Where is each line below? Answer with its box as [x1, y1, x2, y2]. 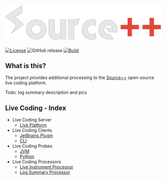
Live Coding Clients [12, 127, 52, 133]
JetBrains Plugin [19, 133, 53, 139]
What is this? [5, 62, 46, 70]
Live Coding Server [12, 117, 52, 123]
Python [19, 153, 35, 160]
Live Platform [19, 122, 47, 128]
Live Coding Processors [12, 159, 61, 165]
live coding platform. [5, 80, 47, 86]
